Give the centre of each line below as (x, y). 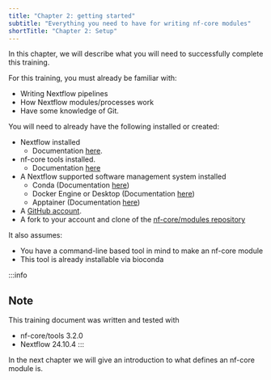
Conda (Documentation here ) (81, 185)
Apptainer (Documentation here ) (86, 202)
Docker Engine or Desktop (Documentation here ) (114, 194)
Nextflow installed (50, 142)
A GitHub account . (51, 211)
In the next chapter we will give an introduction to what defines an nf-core (131, 360)
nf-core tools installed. (57, 159)
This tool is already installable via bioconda (92, 260)
